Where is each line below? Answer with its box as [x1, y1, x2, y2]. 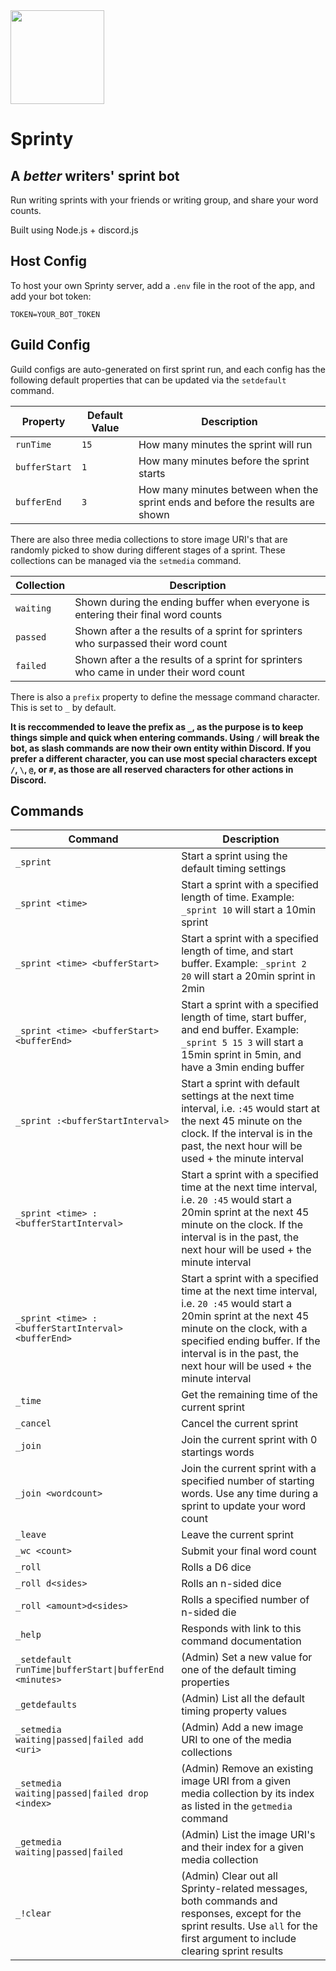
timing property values [181, 1704, 288, 1718]
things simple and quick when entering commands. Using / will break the [10, 731, 320, 743]
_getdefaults [15, 1699, 78, 1711]
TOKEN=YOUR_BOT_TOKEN [10, 309, 101, 319]
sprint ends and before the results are [138, 495, 315, 509]
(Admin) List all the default [181, 1692, 305, 1706]
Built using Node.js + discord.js [10, 224, 139, 236]
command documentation [181, 1634, 302, 1648]
